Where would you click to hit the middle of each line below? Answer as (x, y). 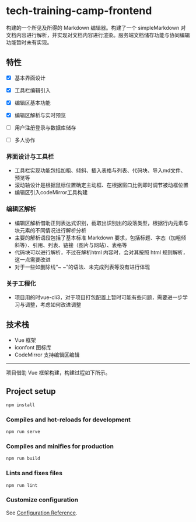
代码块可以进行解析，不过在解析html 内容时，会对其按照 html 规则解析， (101, 252)
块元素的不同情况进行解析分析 (50, 230)
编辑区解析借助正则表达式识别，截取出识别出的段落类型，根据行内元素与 (101, 223)
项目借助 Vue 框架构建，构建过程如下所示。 (58, 372)
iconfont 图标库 (33, 347)
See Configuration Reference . (42, 513)
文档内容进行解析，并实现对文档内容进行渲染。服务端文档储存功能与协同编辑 (98, 35)
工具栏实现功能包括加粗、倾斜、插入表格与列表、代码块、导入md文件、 (100, 170)
